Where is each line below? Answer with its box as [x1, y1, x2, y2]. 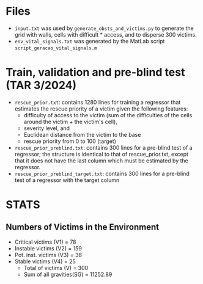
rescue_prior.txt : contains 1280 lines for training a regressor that [14, 98, 181, 106]
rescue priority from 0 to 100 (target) [23, 137, 117, 145]
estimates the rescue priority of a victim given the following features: [14, 105, 188, 112]
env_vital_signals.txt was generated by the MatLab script [14, 37, 165, 45]
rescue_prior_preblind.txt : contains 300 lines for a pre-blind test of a [14, 144, 193, 151]
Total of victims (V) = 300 [23, 264, 89, 271]
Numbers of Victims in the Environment [6, 222, 160, 233]
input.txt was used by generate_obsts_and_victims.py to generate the [14, 24, 194, 32]
